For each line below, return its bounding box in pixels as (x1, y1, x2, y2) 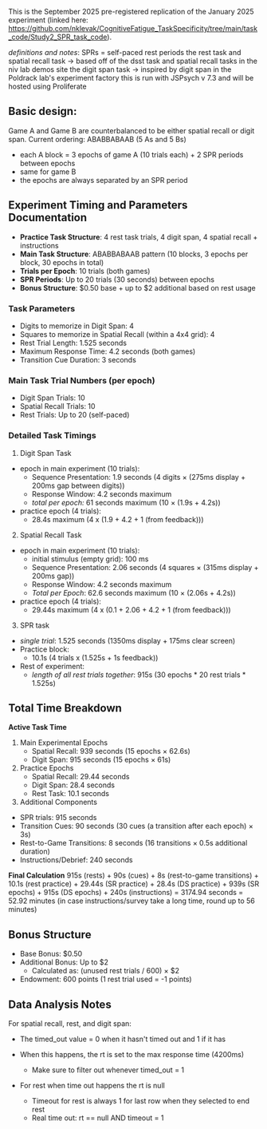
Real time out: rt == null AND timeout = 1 (31, 1113, 164, 1123)
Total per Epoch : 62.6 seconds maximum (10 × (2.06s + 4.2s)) (31, 588, 237, 597)
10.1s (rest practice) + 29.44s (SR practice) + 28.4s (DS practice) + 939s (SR (8, 879, 260, 889)
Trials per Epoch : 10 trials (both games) (19, 266, 151, 275)
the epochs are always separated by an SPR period (19, 175, 188, 184)
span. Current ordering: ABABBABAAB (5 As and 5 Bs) (8, 134, 187, 144)
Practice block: (19, 644, 70, 654)
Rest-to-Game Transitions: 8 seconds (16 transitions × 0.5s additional (19, 838, 248, 848)
